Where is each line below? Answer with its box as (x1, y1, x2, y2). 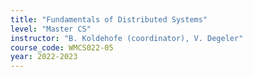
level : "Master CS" (10, 24, 92, 34)
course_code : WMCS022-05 (10, 42, 114, 53)
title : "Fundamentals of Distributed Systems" (10, 14, 208, 25)
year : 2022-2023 (10, 52, 78, 62)
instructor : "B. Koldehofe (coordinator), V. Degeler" (10, 33, 244, 43)
